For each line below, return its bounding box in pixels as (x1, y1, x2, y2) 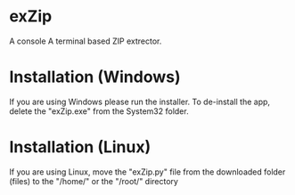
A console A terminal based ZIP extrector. (9, 36, 162, 46)
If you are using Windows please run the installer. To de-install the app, (9, 96, 270, 107)
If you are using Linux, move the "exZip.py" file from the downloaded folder (9, 167, 286, 177)
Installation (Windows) (9, 67, 181, 87)
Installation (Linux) (9, 137, 152, 158)
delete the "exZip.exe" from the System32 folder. (9, 105, 189, 117)
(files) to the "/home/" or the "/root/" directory (9, 175, 178, 186)
